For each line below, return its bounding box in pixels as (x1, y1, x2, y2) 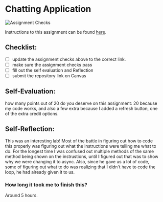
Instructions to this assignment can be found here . (5, 29, 107, 35)
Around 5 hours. (5, 192, 38, 198)
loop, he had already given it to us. (5, 169, 75, 175)
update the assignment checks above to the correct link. (12, 56, 126, 62)
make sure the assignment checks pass (12, 62, 93, 67)
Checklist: (5, 43, 37, 52)
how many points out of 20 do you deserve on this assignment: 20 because (5, 100, 158, 106)
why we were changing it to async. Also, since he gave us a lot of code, (5, 158, 150, 164)
